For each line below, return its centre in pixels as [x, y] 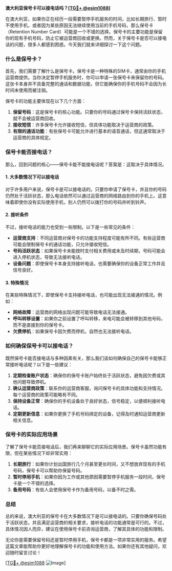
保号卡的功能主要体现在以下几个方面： [46, 101]
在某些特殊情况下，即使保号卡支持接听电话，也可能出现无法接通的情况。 [81, 295]
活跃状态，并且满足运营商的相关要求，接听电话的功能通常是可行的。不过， [88, 523]
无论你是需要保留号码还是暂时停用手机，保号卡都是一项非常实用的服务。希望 [86, 540]
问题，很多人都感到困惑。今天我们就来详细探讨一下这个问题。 [79, 45]
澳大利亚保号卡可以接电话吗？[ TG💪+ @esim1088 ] [58, 8]
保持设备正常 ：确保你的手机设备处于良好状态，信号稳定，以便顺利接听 [87, 401]
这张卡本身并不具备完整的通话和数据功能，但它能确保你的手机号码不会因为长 [86, 84]
